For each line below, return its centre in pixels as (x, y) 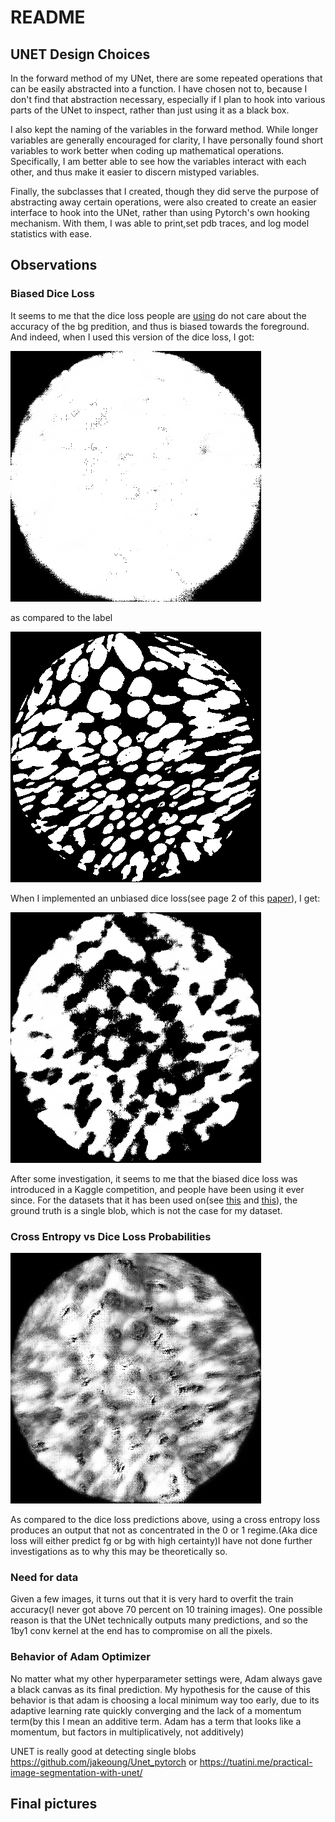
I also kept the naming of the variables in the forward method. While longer (164, 129)
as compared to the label (61, 617)
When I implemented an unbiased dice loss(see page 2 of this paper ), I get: (165, 898)
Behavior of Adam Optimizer (80, 1657)
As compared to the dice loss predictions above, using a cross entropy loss (165, 1519)
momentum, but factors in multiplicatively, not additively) (127, 1732)
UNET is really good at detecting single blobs (103, 1751)
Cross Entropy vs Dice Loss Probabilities (111, 1236)
